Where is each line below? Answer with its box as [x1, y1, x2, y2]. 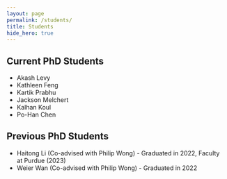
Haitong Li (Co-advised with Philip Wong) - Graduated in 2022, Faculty [16, 148, 220, 157]
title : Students [6, 23, 54, 30]
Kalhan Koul [16, 103, 52, 112]
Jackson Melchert [16, 96, 69, 104]
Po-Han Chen [16, 110, 56, 119]
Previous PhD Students [6, 130, 109, 142]
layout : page [6, 10, 45, 17]
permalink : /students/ [6, 17, 72, 24]
